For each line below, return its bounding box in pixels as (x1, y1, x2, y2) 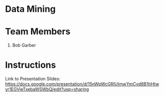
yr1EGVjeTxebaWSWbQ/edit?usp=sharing (5, 86, 89, 92)
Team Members (5, 26, 70, 37)
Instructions (5, 60, 56, 71)
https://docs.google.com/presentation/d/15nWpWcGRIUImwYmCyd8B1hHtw (5, 81, 159, 87)
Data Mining (5, 3, 56, 15)
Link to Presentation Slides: (5, 76, 61, 82)
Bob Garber (12, 42, 36, 48)
